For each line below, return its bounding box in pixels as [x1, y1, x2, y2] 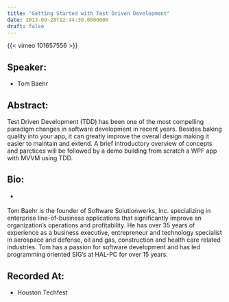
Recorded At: [7, 270, 65, 281]
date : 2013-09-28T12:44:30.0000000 [7, 16, 109, 23]
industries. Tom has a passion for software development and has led [7, 243, 201, 251]
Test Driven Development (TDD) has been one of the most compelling [7, 118, 204, 125]
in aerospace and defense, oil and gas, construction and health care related [7, 236, 221, 244]
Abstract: [7, 99, 49, 111]
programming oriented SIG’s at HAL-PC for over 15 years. [7, 251, 168, 259]
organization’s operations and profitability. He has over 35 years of [7, 221, 195, 229]
